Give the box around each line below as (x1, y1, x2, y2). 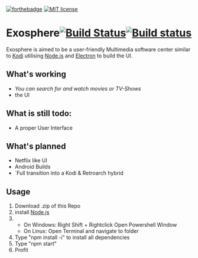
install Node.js (14, 209, 50, 216)
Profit (14, 246, 28, 254)
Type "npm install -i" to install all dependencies (14, 234, 130, 241)
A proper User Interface (14, 124, 73, 131)
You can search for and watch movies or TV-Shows (14, 85, 141, 92)
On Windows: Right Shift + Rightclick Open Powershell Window (23, 221, 177, 228)
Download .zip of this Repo (14, 202, 81, 209)
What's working (6, 69, 66, 79)
